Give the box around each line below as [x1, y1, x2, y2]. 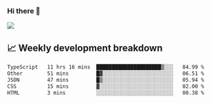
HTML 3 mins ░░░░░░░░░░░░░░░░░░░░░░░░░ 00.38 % [7, 89, 205, 96]
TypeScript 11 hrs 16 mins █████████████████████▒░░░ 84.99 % [7, 64, 205, 71]
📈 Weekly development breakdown [7, 42, 163, 54]
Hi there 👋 [7, 6, 41, 16]
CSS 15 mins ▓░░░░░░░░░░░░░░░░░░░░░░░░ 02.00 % [7, 82, 205, 90]
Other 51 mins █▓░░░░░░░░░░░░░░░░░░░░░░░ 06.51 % [7, 70, 205, 77]
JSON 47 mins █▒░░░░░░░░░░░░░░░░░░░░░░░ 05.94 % [7, 76, 205, 83]
